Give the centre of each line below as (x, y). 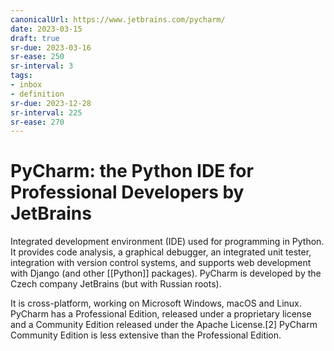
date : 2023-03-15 (46, 29)
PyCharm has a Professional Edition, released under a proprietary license (161, 314)
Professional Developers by (127, 192)
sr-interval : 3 (42, 66)
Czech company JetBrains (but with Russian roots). (116, 284)
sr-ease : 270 (37, 122)
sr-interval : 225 (46, 112)
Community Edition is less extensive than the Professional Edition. (146, 335)
